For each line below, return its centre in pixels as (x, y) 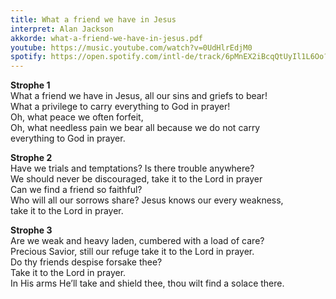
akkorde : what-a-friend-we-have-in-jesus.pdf (106, 38)
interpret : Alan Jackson (62, 29)
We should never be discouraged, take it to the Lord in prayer (136, 179)
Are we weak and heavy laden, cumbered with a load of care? (137, 241)
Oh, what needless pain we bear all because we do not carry (135, 128)
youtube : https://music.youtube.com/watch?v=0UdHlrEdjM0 (131, 47)
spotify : (28, 57)
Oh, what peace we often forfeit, (77, 117)
